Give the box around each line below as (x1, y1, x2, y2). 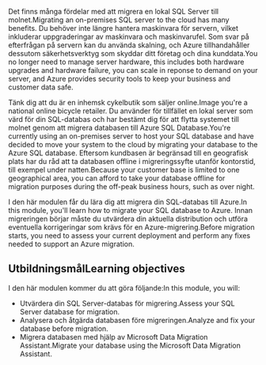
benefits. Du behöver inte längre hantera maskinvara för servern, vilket (8, 24, 239, 32)
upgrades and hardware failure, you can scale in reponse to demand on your (8, 66, 258, 74)
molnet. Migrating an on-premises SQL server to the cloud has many (8, 15, 230, 25)
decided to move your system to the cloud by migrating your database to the (8, 140, 258, 149)
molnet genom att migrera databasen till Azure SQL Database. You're (8, 123, 231, 132)
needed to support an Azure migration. (8, 239, 135, 249)
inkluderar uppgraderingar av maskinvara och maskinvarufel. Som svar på (8, 32, 249, 41)
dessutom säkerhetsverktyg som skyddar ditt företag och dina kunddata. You (8, 49, 258, 58)
